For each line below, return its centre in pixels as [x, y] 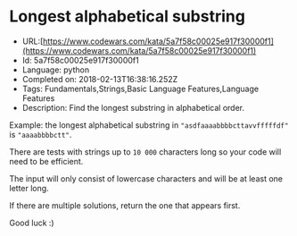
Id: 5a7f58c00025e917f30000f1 [81, 60]
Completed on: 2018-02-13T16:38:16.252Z [100, 79]
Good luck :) [32, 223]
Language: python [56, 70]
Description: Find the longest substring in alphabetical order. [133, 107]
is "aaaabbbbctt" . [41, 134]
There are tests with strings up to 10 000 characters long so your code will [145, 152]
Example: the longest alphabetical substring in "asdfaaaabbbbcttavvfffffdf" [149, 125]
